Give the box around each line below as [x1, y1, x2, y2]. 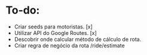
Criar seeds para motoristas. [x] [14, 23, 93, 30]
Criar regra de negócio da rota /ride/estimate [14, 42, 125, 49]
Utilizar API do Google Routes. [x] [14, 29, 97, 36]
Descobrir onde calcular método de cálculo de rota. [14, 35, 142, 43]
